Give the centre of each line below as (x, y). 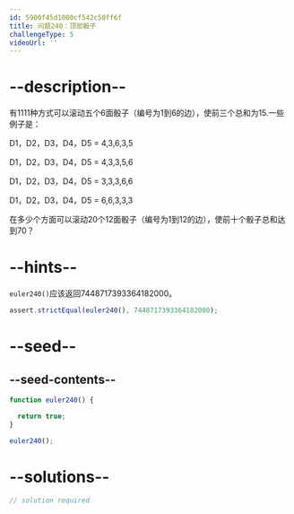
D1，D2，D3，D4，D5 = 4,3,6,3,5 (71, 144)
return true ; (42, 416)
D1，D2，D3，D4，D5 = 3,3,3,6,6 (71, 181)
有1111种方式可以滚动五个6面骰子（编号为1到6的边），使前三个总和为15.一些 (147, 113)
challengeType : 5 (42, 34)
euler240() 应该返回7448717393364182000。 (93, 293)
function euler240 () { (52, 400)
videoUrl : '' (34, 43)
